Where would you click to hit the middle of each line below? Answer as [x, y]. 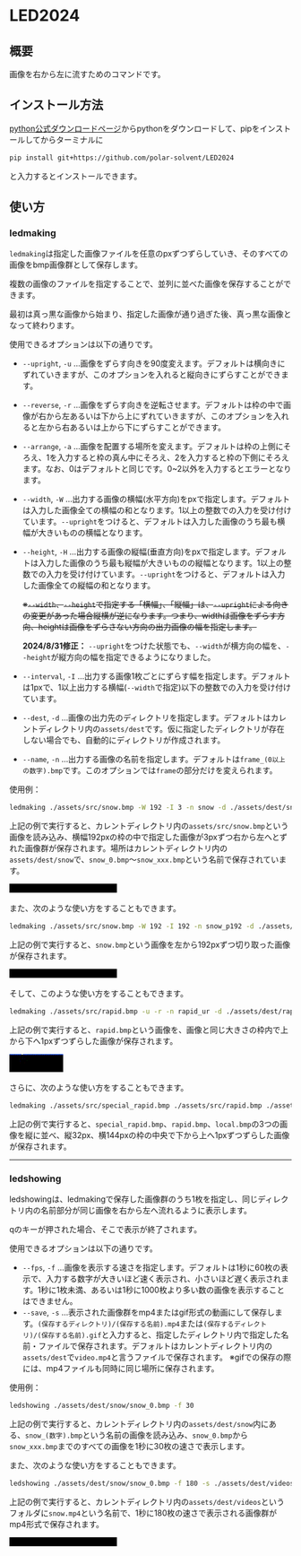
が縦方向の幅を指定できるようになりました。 [133, 657]
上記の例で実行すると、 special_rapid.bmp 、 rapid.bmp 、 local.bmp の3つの [145, 1124]
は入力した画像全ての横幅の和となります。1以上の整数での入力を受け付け [157, 510]
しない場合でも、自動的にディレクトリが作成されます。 [124, 740]
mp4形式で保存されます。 [57, 1524]
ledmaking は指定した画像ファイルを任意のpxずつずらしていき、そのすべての [149, 254]
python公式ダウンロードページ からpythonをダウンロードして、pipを [134, 128]
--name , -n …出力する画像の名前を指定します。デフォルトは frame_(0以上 [154, 760]
